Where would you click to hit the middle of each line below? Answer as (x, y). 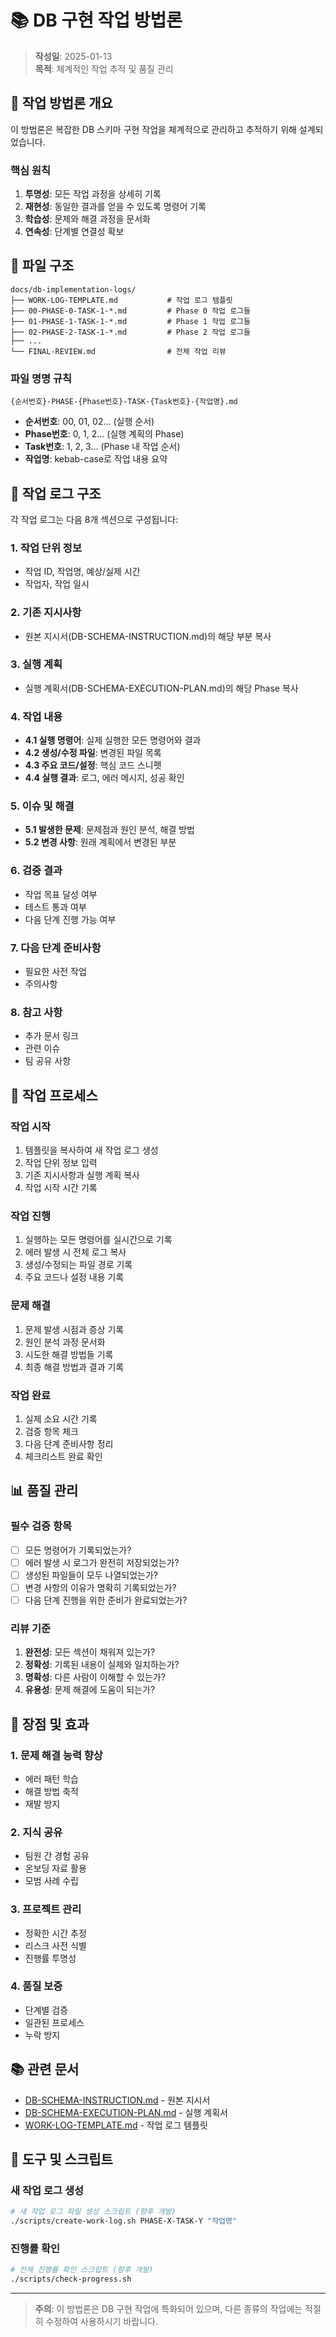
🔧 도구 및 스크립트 (61, 2159)
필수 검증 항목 (41, 1526)
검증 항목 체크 (51, 1431)
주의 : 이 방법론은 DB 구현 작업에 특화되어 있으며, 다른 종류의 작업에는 (168, 2309)
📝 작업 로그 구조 (56, 493)
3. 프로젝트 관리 (46, 1909)
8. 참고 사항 (36, 1012)
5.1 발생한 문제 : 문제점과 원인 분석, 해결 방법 (109, 830)
